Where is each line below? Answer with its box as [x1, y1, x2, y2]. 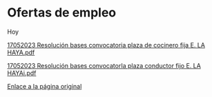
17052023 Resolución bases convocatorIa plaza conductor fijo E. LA [7, 61, 202, 69]
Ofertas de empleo [7, 5, 116, 21]
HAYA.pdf [7, 48, 35, 56]
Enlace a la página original [7, 82, 82, 90]
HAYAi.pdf [7, 69, 37, 77]
